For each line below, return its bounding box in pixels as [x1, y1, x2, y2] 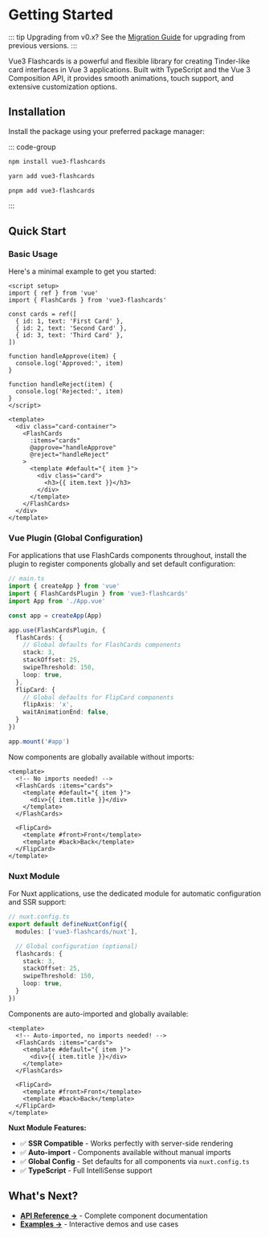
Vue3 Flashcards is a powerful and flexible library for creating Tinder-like [8, 56, 251, 66]
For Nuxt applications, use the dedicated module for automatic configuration [8, 889, 262, 898]
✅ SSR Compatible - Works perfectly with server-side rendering [19, 1138, 234, 1148]
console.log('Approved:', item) [15, 360, 124, 368]
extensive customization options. [8, 82, 118, 92]
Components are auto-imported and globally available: [8, 1009, 189, 1019]
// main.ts [8, 575, 45, 583]
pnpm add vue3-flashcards [8, 186, 95, 194]
